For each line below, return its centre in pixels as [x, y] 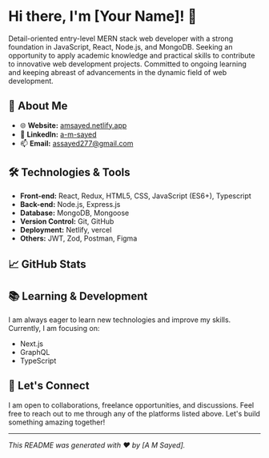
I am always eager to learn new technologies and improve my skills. [120, 320]
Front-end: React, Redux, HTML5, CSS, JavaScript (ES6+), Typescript [136, 196]
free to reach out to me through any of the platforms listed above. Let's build [134, 413]
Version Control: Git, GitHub [67, 221]
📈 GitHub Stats [47, 264]
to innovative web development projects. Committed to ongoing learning [127, 64]
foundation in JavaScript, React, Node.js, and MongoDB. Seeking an [120, 46]
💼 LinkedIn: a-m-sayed [58, 134]
